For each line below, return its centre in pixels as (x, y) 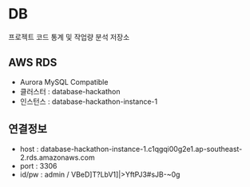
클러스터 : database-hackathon (70, 91)
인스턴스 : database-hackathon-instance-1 (89, 101)
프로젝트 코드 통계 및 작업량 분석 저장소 (69, 37)
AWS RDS (33, 63)
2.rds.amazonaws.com (57, 157)
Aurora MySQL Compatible (64, 82)
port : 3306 (38, 165)
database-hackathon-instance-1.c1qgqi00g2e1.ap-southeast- (141, 149)
